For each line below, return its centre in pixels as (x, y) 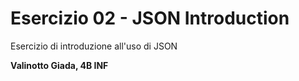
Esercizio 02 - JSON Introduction (150, 18)
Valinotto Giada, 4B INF (59, 65)
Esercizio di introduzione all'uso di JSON (94, 46)
